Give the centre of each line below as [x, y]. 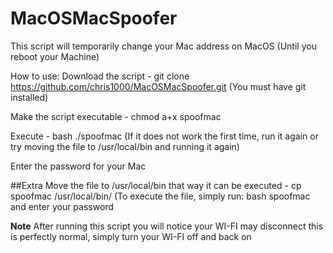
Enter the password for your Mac [78, 166]
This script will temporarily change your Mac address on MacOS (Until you [163, 46]
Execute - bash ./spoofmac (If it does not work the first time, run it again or [164, 136]
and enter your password [62, 206]
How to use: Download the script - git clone [100, 76]
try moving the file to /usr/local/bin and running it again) [125, 146]
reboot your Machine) [55, 56]
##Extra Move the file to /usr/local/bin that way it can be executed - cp [156, 185]
